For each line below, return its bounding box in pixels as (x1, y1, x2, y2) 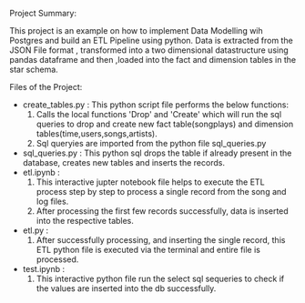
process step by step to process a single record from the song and (36, 187, 287, 197)
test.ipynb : (22, 264, 66, 274)
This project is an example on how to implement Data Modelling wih (9, 25, 264, 35)
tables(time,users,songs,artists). (36, 128, 158, 139)
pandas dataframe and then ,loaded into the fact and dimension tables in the (9, 55, 297, 65)
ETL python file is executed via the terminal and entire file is (36, 245, 261, 255)
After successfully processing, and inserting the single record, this (36, 235, 286, 245)
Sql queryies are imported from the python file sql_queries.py (36, 138, 267, 148)
